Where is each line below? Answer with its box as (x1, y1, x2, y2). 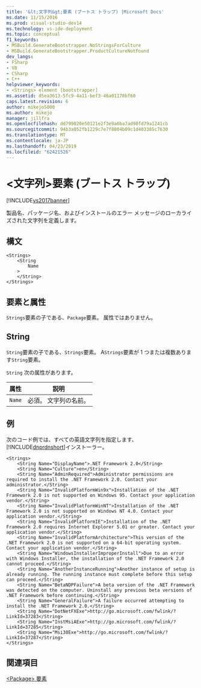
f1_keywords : (6, 37, 39, 43)
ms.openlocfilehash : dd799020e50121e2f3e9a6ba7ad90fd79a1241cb (6, 121, 169, 127)
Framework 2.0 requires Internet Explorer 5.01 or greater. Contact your (6, 524, 196, 530)
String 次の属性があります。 (6, 369, 76, 376)
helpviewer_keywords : (6, 82, 61, 88)
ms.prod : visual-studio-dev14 (6, 20, 82, 26)
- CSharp (6, 70, 28, 77)
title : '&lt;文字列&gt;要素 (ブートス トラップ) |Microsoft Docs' (6, 8, 164, 15)
